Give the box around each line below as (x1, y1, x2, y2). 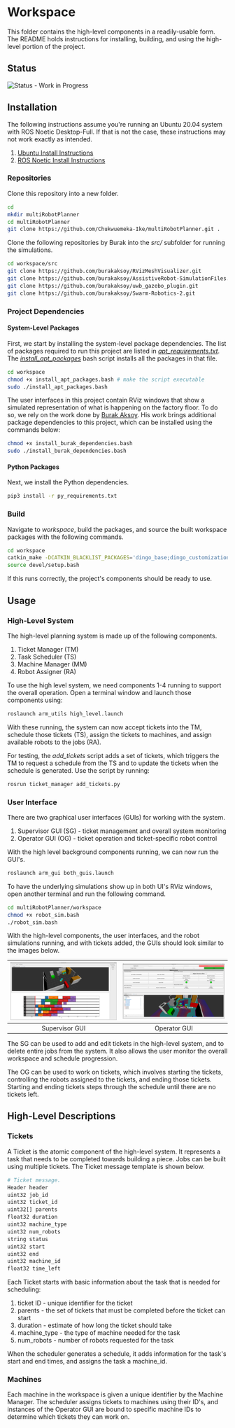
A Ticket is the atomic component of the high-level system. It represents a (7, 1147, 221, 1156)
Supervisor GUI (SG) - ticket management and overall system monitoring (17, 827, 227, 835)
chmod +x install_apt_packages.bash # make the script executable (7, 376, 205, 383)
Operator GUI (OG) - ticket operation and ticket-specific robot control (17, 834, 218, 842)
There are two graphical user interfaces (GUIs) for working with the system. (7, 813, 225, 821)
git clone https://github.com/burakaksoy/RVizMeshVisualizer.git (7, 267, 201, 275)
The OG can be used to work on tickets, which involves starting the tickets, (7, 1068, 223, 1077)
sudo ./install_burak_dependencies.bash (7, 447, 127, 455)
